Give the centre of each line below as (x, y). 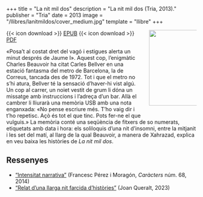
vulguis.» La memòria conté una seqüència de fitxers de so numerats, (93, 122)
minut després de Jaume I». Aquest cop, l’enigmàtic (71, 58)
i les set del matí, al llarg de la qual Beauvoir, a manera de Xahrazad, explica (101, 135)
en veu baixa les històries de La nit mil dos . (60, 141)
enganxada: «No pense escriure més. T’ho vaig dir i (70, 109)
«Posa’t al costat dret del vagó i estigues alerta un (69, 51)
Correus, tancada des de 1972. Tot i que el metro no (71, 77)
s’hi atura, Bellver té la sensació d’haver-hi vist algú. (71, 83)
